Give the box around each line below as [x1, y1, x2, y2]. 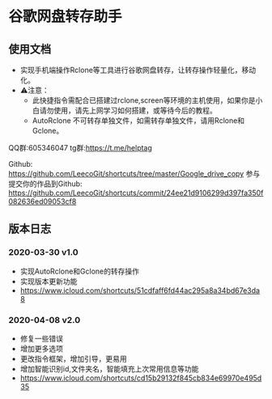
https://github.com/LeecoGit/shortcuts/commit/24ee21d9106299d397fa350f [8, 188, 264, 197]
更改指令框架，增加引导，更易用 [19, 354, 127, 363]
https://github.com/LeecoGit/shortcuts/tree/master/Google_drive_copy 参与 [8, 169, 261, 178]
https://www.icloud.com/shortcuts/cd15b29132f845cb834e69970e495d [19, 373, 262, 383]
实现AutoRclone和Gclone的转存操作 [19, 266, 140, 276]
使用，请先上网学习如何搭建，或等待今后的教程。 [53, 106, 217, 115]
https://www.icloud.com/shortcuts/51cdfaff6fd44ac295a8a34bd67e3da [19, 285, 261, 295]
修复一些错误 [19, 333, 63, 343]
